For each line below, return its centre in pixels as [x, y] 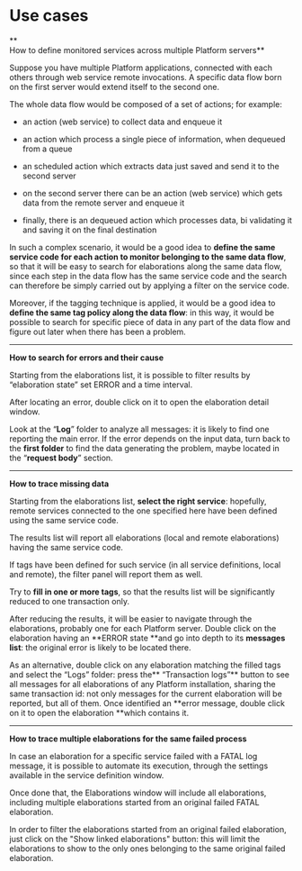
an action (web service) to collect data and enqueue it [122, 122]
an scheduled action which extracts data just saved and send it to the [151, 166]
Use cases [49, 16]
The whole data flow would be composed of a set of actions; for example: [146, 104]
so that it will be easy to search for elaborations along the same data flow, [146, 266]
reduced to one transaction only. [70, 601]
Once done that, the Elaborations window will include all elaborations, [138, 793]
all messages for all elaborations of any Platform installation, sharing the [142, 684]
